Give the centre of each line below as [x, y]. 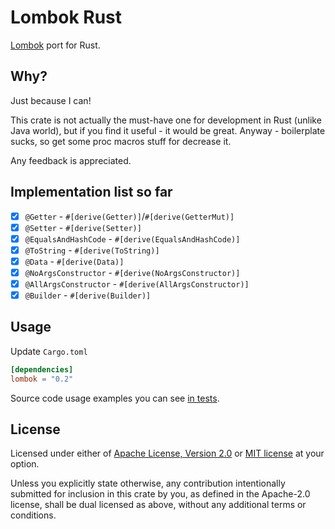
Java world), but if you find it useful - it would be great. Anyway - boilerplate [168, 130]
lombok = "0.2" [42, 379]
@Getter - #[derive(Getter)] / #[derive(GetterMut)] [129, 216]
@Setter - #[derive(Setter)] [83, 227]
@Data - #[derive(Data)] [74, 261]
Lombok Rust [66, 17]
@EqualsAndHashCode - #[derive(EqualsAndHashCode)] [132, 238]
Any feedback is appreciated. [71, 160]
